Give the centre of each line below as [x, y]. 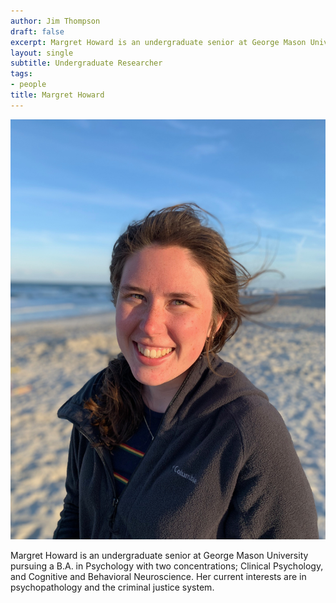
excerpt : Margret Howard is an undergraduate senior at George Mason [158, 42]
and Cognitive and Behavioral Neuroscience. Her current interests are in [158, 576]
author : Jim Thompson [55, 21]
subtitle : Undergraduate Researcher [86, 63]
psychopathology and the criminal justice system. [112, 587]
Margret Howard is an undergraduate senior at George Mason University [159, 555]
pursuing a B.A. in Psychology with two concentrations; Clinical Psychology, [167, 566]
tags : [21, 74]
